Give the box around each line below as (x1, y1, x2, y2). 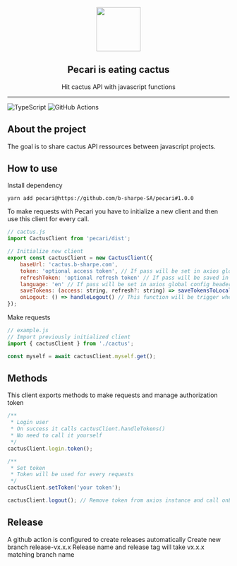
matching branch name (7, 550, 75, 558)
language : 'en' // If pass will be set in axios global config (20, 281, 210, 288)
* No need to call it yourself (10, 432, 102, 439)
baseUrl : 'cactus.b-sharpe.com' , (20, 261, 119, 268)
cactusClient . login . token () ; (7, 445, 93, 452)
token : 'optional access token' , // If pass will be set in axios (20, 267, 219, 275)
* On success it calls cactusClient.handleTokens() (10, 425, 166, 432)
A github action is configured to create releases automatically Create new (7, 535, 221, 543)
